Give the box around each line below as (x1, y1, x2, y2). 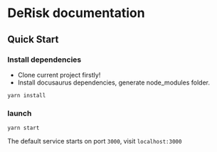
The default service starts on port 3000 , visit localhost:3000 (7, 137, 182, 146)
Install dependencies (7, 55, 82, 65)
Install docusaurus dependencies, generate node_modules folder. (17, 78, 210, 87)
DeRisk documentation (7, 5, 145, 21)
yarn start (7, 124, 40, 132)
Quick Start (7, 33, 59, 45)
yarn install (7, 92, 46, 99)
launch (7, 108, 32, 118)
